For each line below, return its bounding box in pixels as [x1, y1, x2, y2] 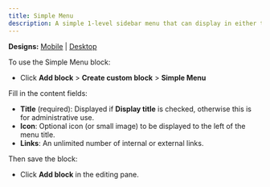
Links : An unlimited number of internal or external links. [19, 138, 204, 148]
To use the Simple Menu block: [8, 57, 111, 67]
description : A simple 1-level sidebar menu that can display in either [8, 19, 257, 27]
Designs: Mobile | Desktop [8, 41, 97, 51]
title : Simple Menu [8, 11, 74, 20]
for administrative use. [19, 112, 95, 122]
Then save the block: [8, 154, 78, 164]
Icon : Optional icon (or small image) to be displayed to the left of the [19, 121, 247, 131]
